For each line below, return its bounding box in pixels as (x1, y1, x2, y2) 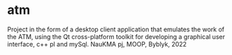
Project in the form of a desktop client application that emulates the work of (7, 25, 225, 33)
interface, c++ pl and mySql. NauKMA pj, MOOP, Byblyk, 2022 (7, 40, 187, 48)
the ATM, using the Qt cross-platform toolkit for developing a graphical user (7, 32, 226, 40)
